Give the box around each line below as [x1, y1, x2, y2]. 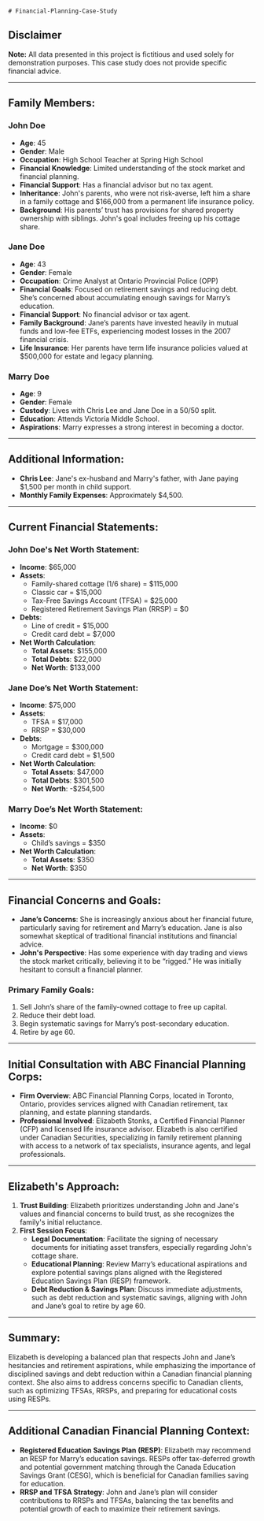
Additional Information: [8, 452, 124, 466]
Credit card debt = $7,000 [31, 629, 115, 638]
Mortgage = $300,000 [31, 742, 104, 751]
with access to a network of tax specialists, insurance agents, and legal [19, 1141, 251, 1151]
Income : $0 [19, 821, 58, 831]
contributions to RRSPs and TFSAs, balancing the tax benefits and [19, 1495, 234, 1505]
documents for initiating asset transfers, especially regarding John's [31, 1242, 252, 1251]
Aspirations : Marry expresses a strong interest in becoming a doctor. [19, 422, 244, 432]
